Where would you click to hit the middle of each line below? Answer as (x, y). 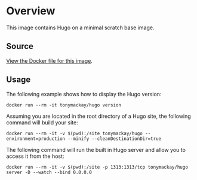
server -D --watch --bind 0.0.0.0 (49, 172)
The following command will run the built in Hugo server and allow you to (96, 150)
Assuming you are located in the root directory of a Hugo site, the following (98, 116)
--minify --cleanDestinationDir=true (115, 139)
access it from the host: (35, 156)
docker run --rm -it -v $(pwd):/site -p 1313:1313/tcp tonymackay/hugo (97, 167)
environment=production (36, 139)
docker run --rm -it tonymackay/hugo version (64, 105)
